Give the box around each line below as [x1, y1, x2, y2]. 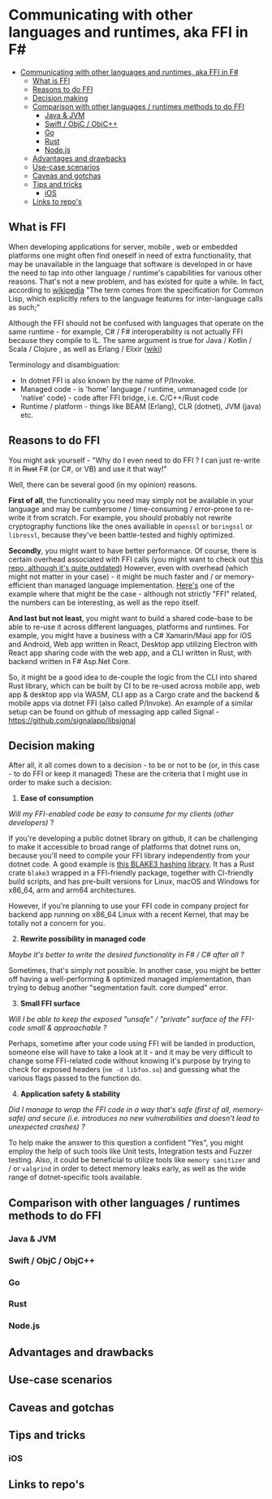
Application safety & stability [19, 1089, 121, 1099]
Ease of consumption [19, 793, 94, 803]
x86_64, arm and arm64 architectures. [8, 885, 136, 895]
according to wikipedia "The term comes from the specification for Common [8, 285, 264, 294]
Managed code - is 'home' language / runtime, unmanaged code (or [19, 384, 248, 393]
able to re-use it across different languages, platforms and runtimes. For [8, 622, 249, 632]
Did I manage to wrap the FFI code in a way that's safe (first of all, [8, 1105, 231, 1114]
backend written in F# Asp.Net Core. [8, 656, 131, 666]
